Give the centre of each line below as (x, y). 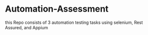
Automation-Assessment (57, 9)
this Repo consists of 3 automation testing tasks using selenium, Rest (74, 22)
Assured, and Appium (27, 27)
